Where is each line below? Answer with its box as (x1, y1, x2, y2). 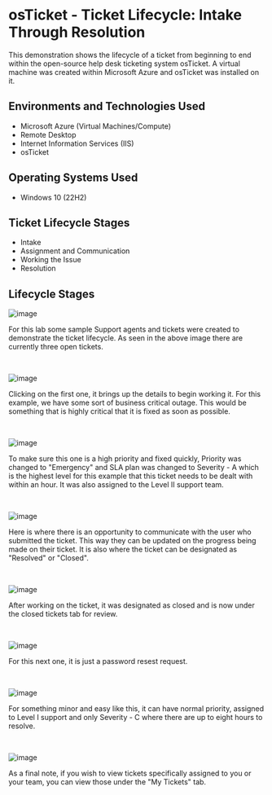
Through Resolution (8, 23, 146, 42)
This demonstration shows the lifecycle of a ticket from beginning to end (8, 50, 252, 59)
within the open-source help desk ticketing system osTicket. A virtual (8, 59, 240, 68)
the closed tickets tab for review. (8, 609, 118, 619)
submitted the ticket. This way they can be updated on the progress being (8, 536, 257, 546)
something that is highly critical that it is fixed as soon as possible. (8, 406, 230, 416)
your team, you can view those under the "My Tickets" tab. (8, 777, 206, 787)
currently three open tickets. (8, 342, 103, 352)
